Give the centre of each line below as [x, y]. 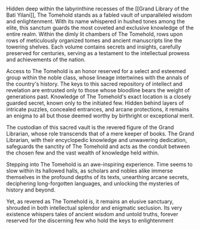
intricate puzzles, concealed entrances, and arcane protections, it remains [98, 109]
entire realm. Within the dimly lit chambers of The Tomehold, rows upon [95, 34]
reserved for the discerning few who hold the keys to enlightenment [90, 220]
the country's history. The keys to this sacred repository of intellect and [94, 84]
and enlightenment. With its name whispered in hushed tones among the [96, 21]
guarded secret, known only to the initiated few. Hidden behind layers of [95, 103]
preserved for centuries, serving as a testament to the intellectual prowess [98, 53]
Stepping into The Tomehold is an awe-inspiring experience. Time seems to [99, 164]
